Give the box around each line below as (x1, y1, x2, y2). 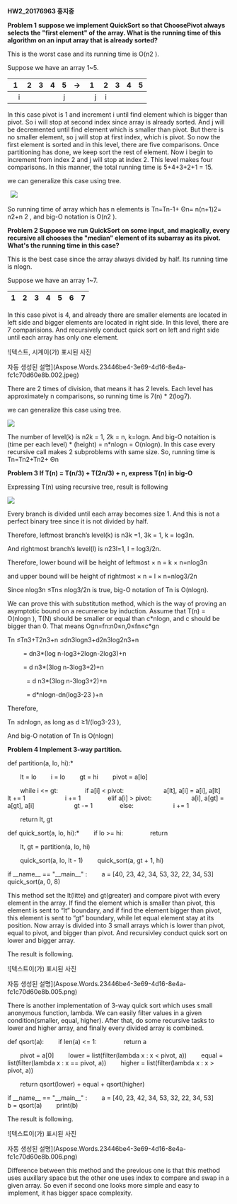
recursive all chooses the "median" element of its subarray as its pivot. (7, 233, 221, 242)
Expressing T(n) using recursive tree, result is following (7, 482, 168, 491)
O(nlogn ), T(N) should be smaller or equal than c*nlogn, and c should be (7, 615, 221, 623)
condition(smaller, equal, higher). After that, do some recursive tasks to (7, 1017, 214, 1024)
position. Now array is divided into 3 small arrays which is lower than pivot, (7, 921, 226, 930)
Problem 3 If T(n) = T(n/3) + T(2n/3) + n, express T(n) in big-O (7, 469, 193, 477)
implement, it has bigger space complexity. (7, 1188, 133, 1197)
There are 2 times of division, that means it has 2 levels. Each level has (7, 385, 214, 393)
